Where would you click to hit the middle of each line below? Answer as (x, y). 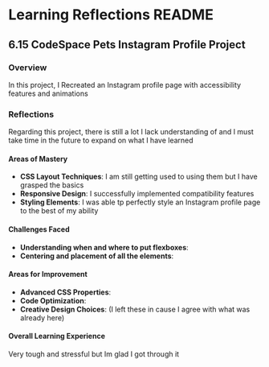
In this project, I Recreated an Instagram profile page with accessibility (125, 85)
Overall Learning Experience (57, 336)
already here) (42, 318)
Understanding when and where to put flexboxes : (104, 247)
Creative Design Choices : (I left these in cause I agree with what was (135, 309)
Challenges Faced (39, 229)
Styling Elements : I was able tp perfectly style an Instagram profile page (140, 202)
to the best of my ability (59, 211)
